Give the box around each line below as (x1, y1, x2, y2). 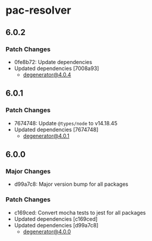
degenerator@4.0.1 (23, 132, 69, 139)
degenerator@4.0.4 (23, 71, 72, 78)
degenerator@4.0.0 (23, 228, 71, 235)
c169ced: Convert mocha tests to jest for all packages (14, 209, 146, 216)
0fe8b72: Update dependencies (14, 58, 93, 65)
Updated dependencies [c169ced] (14, 215, 98, 223)
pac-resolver (5, 4, 72, 17)
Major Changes (5, 167, 51, 175)
